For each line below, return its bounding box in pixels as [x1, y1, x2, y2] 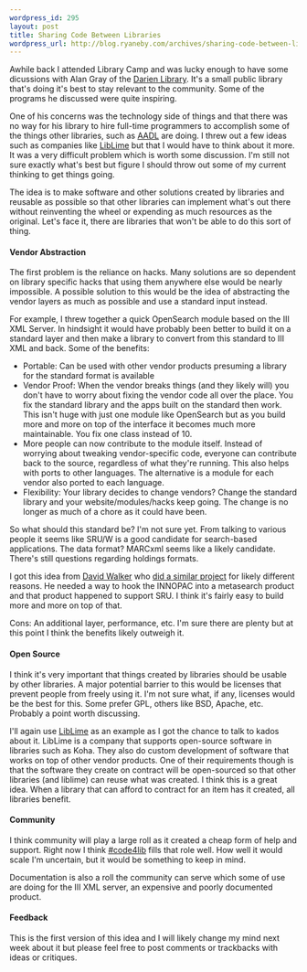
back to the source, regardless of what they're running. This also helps [22, 458, 290, 469]
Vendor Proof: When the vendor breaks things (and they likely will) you [22, 380, 290, 391]
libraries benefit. [9, 793, 71, 805]
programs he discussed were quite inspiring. [9, 93, 177, 104]
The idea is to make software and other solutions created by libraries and [9, 187, 285, 198]
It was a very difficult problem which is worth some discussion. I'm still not [9, 150, 290, 161]
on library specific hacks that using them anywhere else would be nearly [9, 276, 283, 288]
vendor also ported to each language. [22, 477, 164, 488]
